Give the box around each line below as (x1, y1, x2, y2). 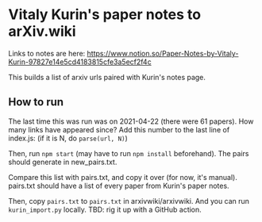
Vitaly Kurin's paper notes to (8, 6, 201, 24)
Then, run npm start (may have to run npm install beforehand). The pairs (8, 148, 249, 158)
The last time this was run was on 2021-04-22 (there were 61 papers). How (8, 117, 254, 126)
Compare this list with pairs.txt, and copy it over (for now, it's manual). (8, 172, 238, 182)
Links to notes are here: (8, 48, 86, 58)
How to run (8, 95, 64, 109)
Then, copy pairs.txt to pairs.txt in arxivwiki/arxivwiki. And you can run (8, 196, 250, 205)
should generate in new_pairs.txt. (8, 157, 118, 166)
